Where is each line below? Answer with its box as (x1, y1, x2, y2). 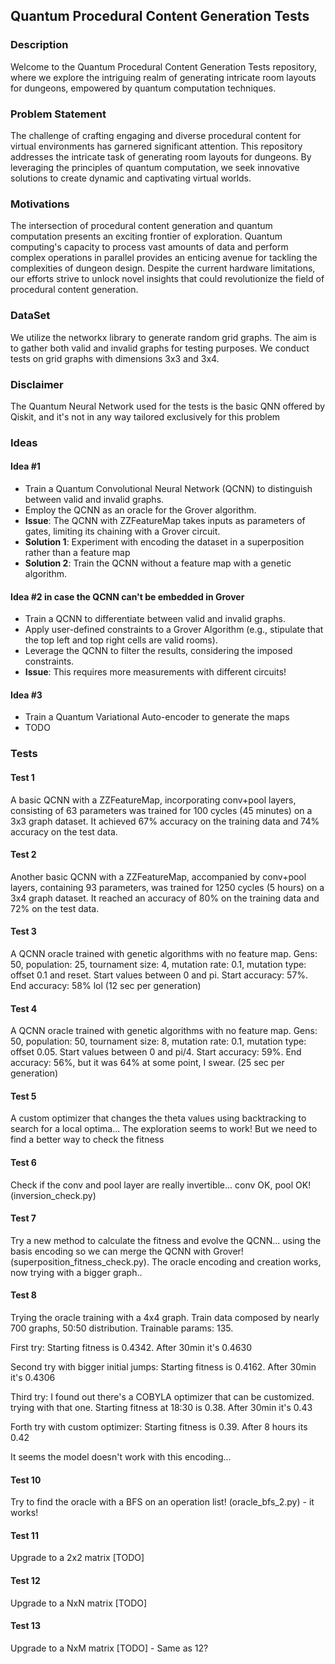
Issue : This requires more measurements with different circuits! (24, 666, 287, 678)
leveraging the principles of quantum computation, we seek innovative (10, 161, 300, 173)
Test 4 (10, 1002, 38, 1014)
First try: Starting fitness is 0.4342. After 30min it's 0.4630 (10, 1341, 252, 1353)
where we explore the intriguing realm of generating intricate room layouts (10, 71, 317, 83)
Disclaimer (10, 377, 64, 391)
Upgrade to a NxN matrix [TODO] (10, 1597, 148, 1609)
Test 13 (10, 1620, 41, 1632)
